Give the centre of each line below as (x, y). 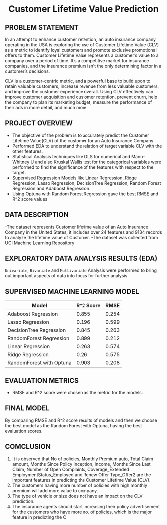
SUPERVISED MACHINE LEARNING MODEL (72, 291)
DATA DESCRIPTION (37, 215)
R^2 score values (30, 199)
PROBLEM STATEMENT (42, 28)
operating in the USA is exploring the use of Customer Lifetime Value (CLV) (82, 45)
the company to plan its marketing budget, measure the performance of (79, 102)
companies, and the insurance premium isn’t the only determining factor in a (83, 66)
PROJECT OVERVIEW (39, 123)
